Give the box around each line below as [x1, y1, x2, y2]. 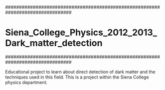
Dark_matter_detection [5, 37, 103, 49]
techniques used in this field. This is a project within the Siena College [5, 74, 149, 80]
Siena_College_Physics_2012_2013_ [5, 27, 158, 38]
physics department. [5, 79, 48, 85]
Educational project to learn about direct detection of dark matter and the [5, 69, 156, 75]
